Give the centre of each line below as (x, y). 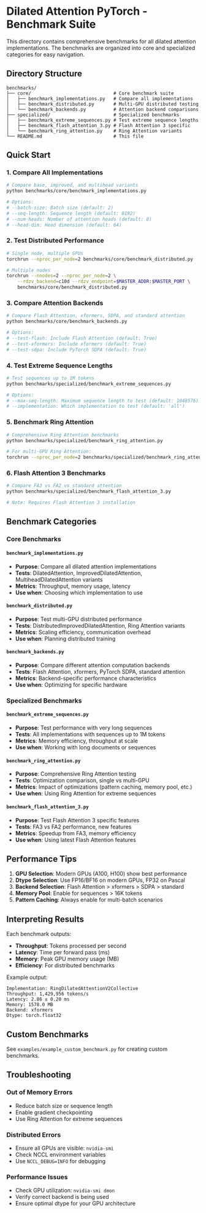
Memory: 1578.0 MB (30, 1005)
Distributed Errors (34, 1134)
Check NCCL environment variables (60, 1154)
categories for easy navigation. (45, 54)
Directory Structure (44, 74)
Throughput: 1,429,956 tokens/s (48, 994)
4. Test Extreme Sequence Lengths (59, 365)
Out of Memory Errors (40, 1093)
